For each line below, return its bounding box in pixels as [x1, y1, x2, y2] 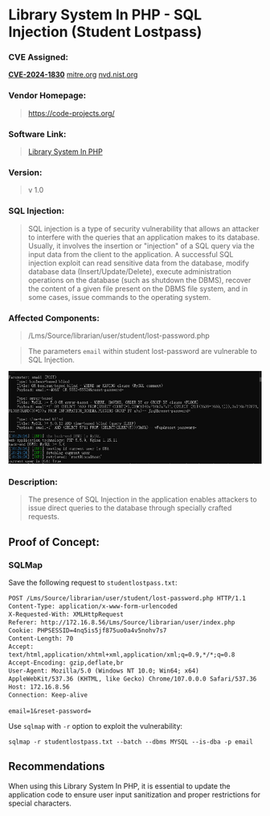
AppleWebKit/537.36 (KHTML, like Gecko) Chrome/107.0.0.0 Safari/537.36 [8, 675, 257, 683]
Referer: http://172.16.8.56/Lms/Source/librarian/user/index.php [8, 618, 235, 627]
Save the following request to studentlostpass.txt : [8, 577, 178, 587]
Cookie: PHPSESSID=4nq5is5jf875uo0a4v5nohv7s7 [8, 627, 167, 635]
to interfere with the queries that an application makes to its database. [27, 232, 260, 242]
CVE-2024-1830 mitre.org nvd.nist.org [8, 70, 138, 80]
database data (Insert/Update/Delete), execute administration [27, 266, 231, 276]
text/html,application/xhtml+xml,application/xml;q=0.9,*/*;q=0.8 [8, 651, 235, 659]
